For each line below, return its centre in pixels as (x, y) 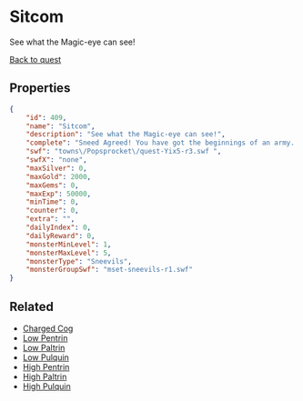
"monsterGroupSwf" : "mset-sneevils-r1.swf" (110, 270)
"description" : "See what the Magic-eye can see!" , (126, 135)
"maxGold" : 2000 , (59, 176)
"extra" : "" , (50, 219)
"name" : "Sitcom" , (61, 126)
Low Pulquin (46, 357)
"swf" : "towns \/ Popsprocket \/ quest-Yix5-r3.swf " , (124, 152)
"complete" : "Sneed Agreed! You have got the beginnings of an (148, 143)
